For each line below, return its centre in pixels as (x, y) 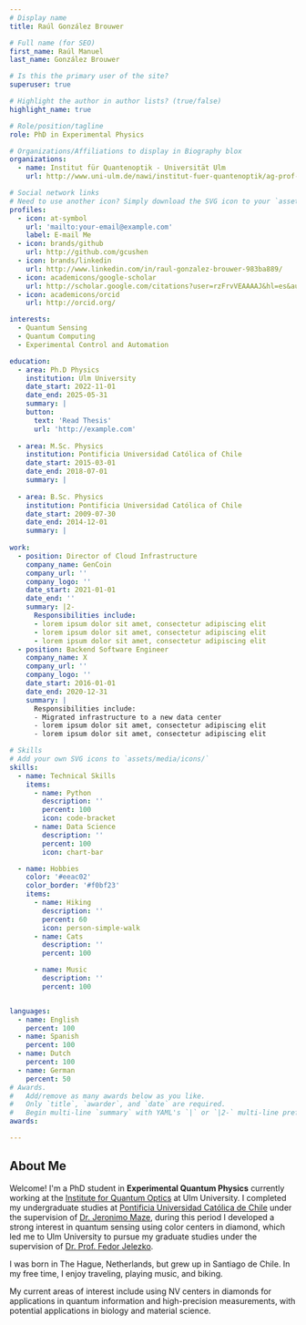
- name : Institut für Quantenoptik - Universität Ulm (122, 168)
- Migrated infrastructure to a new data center (127, 717)
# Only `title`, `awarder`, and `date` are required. (117, 1104)
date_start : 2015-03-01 (71, 463)
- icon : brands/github (61, 244)
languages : (30, 1011)
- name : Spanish (48, 1037)
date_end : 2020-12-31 (66, 692)
